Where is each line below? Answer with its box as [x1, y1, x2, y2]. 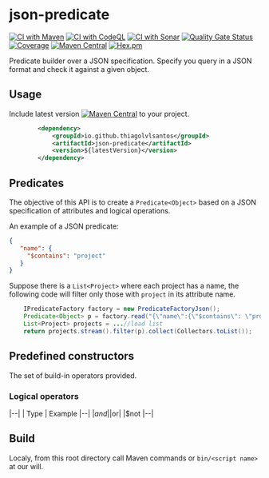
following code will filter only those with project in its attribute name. [9, 289, 236, 299]
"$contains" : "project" [26, 252, 106, 260]
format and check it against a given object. [9, 64, 150, 74]
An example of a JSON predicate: [9, 221, 119, 231]
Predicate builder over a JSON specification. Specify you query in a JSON [9, 56, 252, 66]
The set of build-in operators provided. [9, 370, 137, 380]
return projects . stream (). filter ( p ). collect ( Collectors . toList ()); [23, 327, 252, 335]
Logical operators [9, 390, 79, 401]
